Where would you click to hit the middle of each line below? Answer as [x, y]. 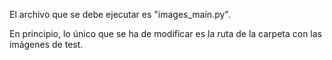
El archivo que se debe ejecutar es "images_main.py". [120, 14]
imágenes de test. [46, 44]
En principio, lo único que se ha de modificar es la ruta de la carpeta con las [166, 33]
